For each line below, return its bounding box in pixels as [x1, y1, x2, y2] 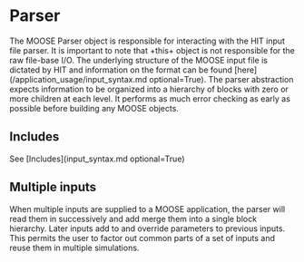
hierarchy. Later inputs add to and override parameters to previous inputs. [9, 223, 286, 234]
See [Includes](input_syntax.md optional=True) [9, 153, 185, 164]
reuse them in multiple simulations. [9, 242, 140, 253]
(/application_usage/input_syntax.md [9, 73, 148, 84]
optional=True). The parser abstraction [149, 73, 294, 84]
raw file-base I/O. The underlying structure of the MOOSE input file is [9, 54, 268, 65]
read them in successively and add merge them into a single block [9, 213, 257, 224]
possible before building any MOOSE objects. [9, 102, 180, 113]
